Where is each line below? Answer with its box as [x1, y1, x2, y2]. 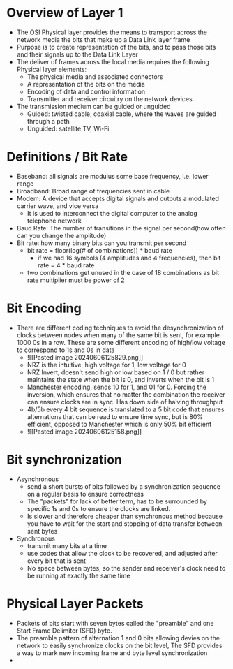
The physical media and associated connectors [27, 72, 163, 81]
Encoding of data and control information [27, 87, 146, 96]
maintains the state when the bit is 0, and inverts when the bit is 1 [27, 375, 215, 383]
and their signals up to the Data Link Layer [16, 50, 139, 59]
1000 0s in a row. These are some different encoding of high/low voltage [16, 338, 226, 346]
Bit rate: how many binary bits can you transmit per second [16, 239, 187, 247]
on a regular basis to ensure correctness [27, 490, 144, 498]
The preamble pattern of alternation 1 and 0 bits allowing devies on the [16, 633, 220, 642]
